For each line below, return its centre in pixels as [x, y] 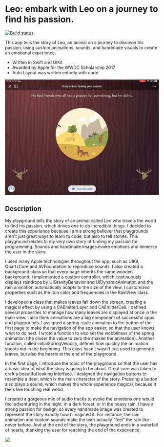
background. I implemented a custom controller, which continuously [73, 277]
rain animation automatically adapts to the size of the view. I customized [77, 287]
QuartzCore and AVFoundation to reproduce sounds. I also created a [74, 266]
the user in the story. [26, 252]
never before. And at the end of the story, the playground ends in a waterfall [82, 425]
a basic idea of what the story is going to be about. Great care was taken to [81, 368]
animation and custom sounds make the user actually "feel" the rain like [77, 420]
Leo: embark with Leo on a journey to [82, 9]
